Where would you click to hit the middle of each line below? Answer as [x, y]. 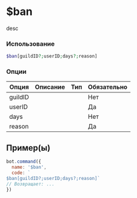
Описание [50, 87]
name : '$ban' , [29, 167]
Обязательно [107, 87]
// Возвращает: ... [31, 184]
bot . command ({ [24, 162]
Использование [31, 44]
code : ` [21, 173]
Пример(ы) [28, 148]
